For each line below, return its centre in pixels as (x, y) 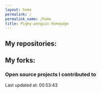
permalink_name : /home (28, 19)
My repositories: (31, 43)
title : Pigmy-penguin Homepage (37, 23)
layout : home (18, 10)
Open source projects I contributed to (51, 74)
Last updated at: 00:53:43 (31, 85)
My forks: (20, 61)
